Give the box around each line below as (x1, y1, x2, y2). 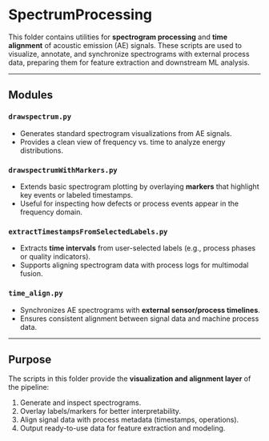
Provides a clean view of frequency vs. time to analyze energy (19, 137, 226, 146)
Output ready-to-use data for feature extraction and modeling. (19, 423, 226, 433)
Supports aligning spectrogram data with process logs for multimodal (19, 260, 249, 270)
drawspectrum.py (8, 112, 72, 122)
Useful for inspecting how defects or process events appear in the (19, 198, 239, 208)
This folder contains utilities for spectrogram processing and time (8, 32, 228, 42)
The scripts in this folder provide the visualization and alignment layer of (8, 374, 251, 383)
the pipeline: (8, 383, 50, 392)
